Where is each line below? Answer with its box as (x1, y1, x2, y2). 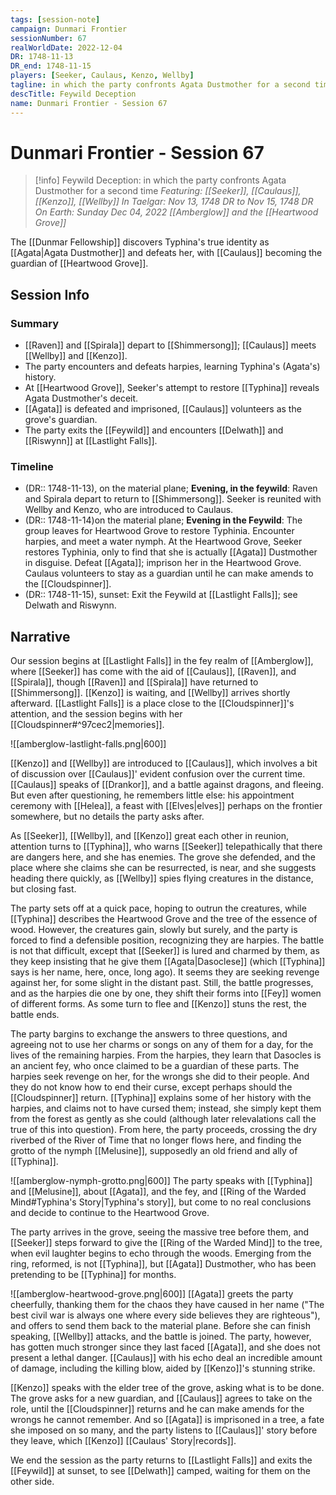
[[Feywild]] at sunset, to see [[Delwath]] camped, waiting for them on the (10, 1465, 311, 1477)
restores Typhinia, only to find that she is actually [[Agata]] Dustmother (24, 546, 318, 558)
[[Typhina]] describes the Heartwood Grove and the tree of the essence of (10, 913, 318, 925)
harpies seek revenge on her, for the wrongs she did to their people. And (10, 1071, 310, 1083)
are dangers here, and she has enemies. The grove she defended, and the (10, 851, 316, 863)
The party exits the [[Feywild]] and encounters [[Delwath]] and (24, 424, 284, 436)
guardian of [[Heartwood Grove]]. (10, 257, 149, 270)
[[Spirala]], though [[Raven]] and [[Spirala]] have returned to (10, 676, 259, 688)
